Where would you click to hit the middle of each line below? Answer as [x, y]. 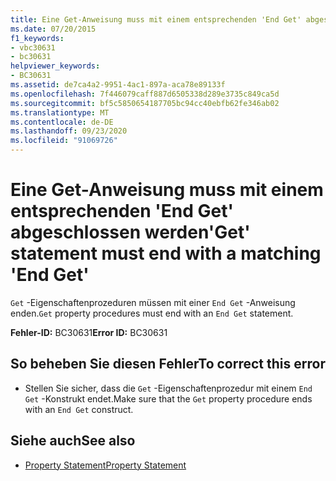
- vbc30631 [33, 47]
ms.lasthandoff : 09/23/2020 [69, 131]
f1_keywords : [37, 38]
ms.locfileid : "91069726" [64, 141]
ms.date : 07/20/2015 [53, 29]
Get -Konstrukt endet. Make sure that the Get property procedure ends [168, 398]
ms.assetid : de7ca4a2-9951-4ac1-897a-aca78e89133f [118, 85]
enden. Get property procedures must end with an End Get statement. [152, 313]
